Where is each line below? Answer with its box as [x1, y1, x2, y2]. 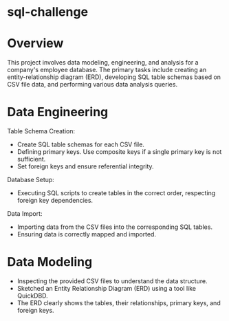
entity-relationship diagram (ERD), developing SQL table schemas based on [7, 73, 221, 81]
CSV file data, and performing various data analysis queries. [7, 80, 177, 89]
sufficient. [17, 155, 46, 164]
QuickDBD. [17, 291, 48, 300]
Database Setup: [7, 176, 55, 184]
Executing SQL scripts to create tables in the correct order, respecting [17, 189, 216, 197]
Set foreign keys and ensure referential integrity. [17, 162, 154, 170]
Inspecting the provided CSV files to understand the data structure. [17, 277, 208, 285]
